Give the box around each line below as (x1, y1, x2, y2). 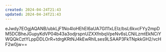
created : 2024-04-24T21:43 (5, 7, 61, 12)
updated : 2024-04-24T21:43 (5, 12, 61, 17)
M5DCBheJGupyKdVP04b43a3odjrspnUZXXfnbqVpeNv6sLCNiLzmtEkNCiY (5, 31, 162, 37)
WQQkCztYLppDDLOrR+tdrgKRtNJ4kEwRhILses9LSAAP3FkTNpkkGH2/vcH (5, 36, 162, 42)
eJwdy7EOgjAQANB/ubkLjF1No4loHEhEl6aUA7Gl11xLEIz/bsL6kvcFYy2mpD (5, 25, 161, 31)
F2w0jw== (5, 41, 27, 47)
